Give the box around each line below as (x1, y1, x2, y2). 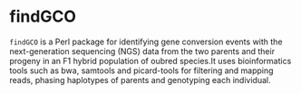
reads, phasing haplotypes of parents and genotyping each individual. (9, 74, 271, 85)
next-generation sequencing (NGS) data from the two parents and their (9, 45, 275, 56)
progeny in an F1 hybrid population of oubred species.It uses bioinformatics (9, 55, 292, 66)
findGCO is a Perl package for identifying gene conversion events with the (9, 36, 283, 47)
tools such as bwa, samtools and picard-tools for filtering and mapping (9, 65, 274, 76)
